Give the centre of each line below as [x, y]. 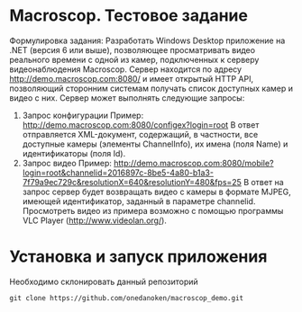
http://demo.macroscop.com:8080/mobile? [194, 163]
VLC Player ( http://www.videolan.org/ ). [94, 220]
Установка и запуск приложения [138, 257]
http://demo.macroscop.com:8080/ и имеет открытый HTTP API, [132, 78]
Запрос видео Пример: [67, 163]
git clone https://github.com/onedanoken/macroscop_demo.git [127, 298]
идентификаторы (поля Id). [74, 153]
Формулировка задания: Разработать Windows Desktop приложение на [147, 40]
